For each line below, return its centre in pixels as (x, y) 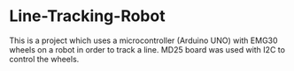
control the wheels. (44, 59)
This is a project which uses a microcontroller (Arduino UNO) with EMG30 (143, 40)
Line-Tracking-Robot (87, 16)
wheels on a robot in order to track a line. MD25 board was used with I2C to (147, 49)
